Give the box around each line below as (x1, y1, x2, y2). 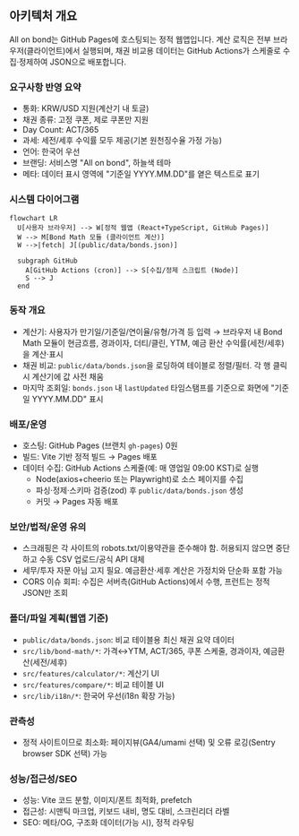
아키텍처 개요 (9, 8, 78, 24)
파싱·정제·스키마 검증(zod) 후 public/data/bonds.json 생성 (35, 485, 244, 496)
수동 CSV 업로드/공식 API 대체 (38, 554, 145, 565)
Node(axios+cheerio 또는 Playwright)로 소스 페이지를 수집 (35, 474, 244, 484)
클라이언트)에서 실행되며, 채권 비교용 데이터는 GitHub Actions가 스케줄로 (26, 45, 281, 56)
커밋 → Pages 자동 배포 (35, 496, 119, 506)
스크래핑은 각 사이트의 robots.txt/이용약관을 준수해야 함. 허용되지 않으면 (21, 543, 274, 554)
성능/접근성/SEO (9, 772, 78, 785)
